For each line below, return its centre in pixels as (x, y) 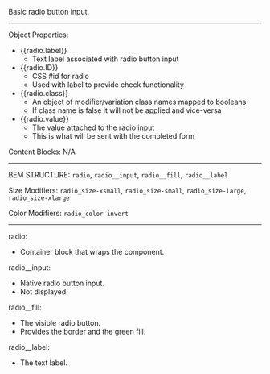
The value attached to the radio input (93, 127)
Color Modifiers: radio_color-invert (68, 213)
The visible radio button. (60, 323)
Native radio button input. (62, 283)
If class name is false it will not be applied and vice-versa (127, 110)
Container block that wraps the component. (92, 252)
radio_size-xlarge (39, 198)
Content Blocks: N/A (42, 152)
